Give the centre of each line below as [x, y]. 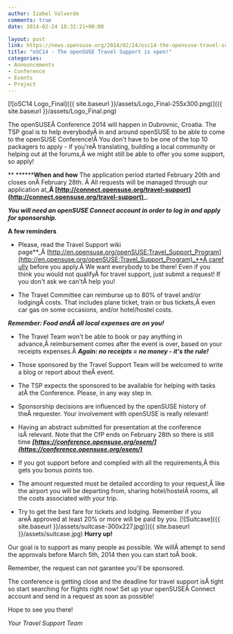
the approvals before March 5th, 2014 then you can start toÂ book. [103, 555]
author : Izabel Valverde [44, 14]
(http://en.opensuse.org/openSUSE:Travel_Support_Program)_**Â [112, 259]
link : [16, 46]
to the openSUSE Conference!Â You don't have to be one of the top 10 [108, 139]
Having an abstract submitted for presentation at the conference [110, 427]
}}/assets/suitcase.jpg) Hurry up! [65, 534]
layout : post [27, 39]
